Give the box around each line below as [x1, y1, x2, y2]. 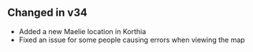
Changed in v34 [7, 6, 87, 19]
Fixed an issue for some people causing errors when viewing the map [18, 35, 245, 44]
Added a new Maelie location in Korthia [18, 26, 147, 36]
